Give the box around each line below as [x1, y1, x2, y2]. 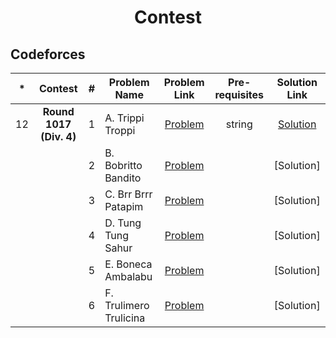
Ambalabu [104, 270, 153, 283]
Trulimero [104, 299, 150, 312]
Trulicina [104, 311, 146, 325]
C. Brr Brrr [104, 187, 153, 201]
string [225, 117, 253, 131]
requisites [214, 88, 264, 101]
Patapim [104, 200, 144, 213]
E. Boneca [104, 257, 153, 271]
